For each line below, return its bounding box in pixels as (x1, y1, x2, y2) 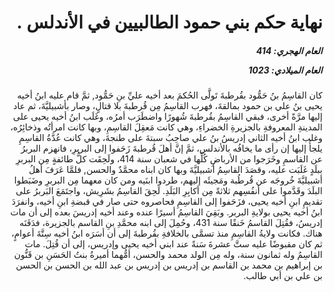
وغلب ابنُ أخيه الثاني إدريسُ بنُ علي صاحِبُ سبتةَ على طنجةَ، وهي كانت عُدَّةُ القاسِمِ (18, 132, 323, 144)
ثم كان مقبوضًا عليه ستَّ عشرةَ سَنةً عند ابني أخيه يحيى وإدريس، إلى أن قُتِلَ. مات (24, 238, 323, 250)
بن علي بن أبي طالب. (243, 270, 323, 282)
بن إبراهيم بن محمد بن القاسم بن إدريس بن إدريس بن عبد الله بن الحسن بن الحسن (15, 259, 323, 271)
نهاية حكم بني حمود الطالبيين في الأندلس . (16, 11, 323, 34)
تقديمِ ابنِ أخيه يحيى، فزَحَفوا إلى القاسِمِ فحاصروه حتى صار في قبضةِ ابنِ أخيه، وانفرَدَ (11, 196, 323, 208)
